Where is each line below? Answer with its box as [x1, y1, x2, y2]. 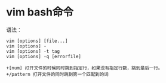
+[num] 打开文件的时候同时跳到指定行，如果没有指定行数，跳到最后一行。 [6, 65, 163, 71]
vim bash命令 [6, 5, 73, 19]
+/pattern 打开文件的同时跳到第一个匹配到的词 [6, 71, 109, 77]
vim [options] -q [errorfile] [6, 53, 82, 59]
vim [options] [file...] [6, 38, 68, 44]
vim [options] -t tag [6, 48, 60, 54]
